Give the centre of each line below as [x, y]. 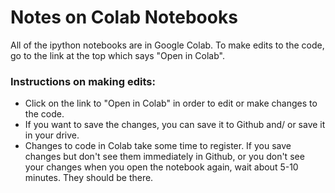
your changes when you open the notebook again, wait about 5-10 [161, 167]
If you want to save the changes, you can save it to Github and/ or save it [175, 125]
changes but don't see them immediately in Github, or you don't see [164, 157]
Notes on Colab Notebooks [124, 17]
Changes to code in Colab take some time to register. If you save [158, 146]
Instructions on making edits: [83, 81]
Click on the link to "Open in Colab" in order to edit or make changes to [171, 103]
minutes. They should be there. [89, 178]
